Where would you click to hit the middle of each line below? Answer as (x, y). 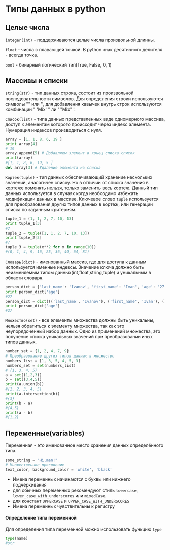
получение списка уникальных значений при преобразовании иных (79, 337)
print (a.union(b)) (25, 384)
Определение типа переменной (41, 518)
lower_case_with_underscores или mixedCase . (59, 495)
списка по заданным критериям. (41, 209)
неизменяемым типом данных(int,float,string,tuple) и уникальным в (78, 272)
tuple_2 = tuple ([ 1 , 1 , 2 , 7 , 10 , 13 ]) (47, 233)
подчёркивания (29, 484)
